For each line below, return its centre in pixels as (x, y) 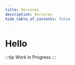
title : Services (22, 10)
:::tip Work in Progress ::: (30, 57)
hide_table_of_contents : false (38, 19)
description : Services (29, 14)
